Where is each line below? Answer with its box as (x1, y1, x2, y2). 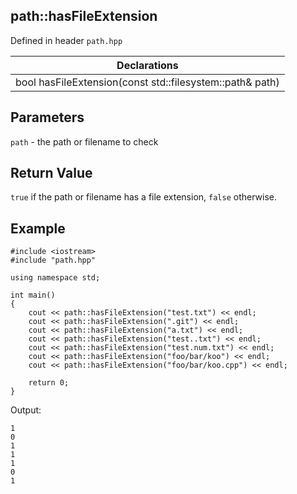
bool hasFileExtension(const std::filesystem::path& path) (15, 75, 280, 89)
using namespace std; (10, 273, 101, 283)
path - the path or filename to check (10, 135, 159, 148)
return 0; (28, 378, 70, 388)
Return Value (10, 165, 93, 182)
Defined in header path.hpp (10, 34, 123, 46)
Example (10, 220, 66, 237)
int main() (10, 290, 56, 301)
